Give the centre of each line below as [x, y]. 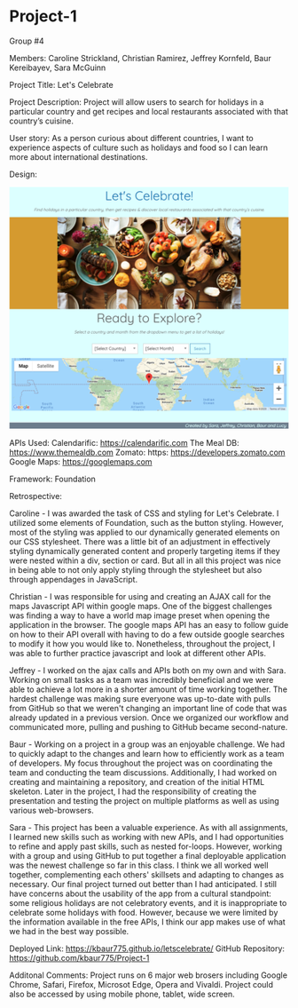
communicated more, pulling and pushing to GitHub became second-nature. [149, 727]
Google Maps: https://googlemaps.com [81, 462]
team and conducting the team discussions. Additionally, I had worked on [143, 773]
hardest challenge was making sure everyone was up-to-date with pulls [140, 699]
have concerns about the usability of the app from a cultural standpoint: [141, 893]
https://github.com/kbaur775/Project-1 [79, 958]
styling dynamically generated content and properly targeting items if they [145, 552]
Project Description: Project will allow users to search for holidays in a [137, 102]
